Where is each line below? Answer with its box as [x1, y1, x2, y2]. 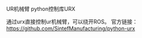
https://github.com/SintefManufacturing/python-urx [6, 25, 135, 32]
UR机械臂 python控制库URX [6, 5, 76, 12]
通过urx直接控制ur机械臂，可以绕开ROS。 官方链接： [6, 18, 138, 25]
